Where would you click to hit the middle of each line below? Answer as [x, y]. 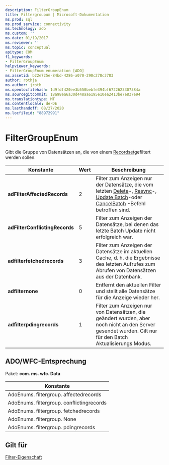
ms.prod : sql [19, 19]
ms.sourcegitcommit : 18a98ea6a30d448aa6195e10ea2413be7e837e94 [73, 94]
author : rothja [21, 80]
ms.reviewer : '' [22, 43]
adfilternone [23, 291]
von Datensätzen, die [121, 312]
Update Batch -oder [119, 197]
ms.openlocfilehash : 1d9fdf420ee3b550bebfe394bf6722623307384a [73, 90]
